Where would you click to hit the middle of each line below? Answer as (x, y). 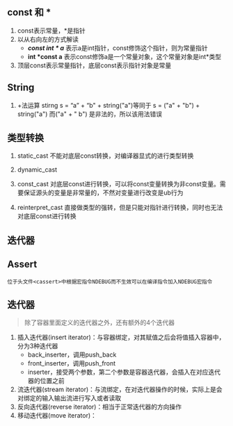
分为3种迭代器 (38, 346)
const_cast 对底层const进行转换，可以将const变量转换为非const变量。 (119, 184)
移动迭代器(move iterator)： (57, 416)
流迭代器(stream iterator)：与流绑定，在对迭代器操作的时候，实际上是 (117, 390)
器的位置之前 (46, 381)
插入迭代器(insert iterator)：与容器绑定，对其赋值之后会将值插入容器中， (121, 337)
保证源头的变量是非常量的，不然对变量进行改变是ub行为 (103, 192)
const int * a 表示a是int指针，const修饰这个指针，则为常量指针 (118, 48)
